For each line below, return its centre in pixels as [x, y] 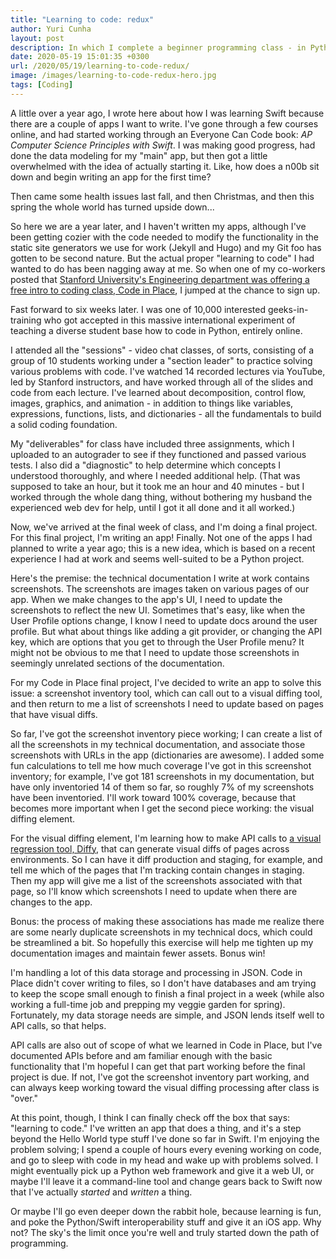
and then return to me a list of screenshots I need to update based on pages [167, 703]
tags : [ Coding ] [42, 85]
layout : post [37, 38]
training [26, 320]
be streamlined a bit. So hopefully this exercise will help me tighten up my [162, 942]
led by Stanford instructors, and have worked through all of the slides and [162, 382]
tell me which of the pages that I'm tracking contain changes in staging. [157, 870]
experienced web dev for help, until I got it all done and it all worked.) [153, 507]
